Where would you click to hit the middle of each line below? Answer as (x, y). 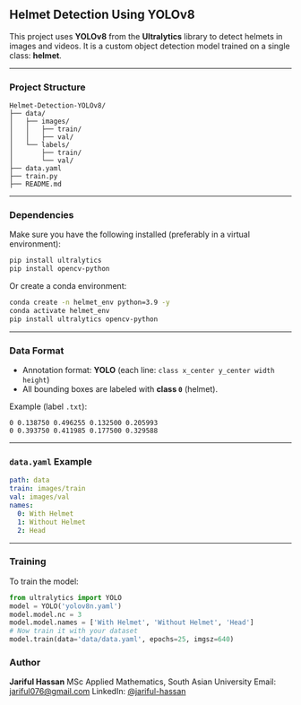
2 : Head (32, 530)
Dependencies (42, 215)
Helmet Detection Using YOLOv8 (102, 15)
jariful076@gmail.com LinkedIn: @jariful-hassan (98, 692)
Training (28, 561)
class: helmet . (36, 55)
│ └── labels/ (39, 145)
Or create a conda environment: (68, 286)
